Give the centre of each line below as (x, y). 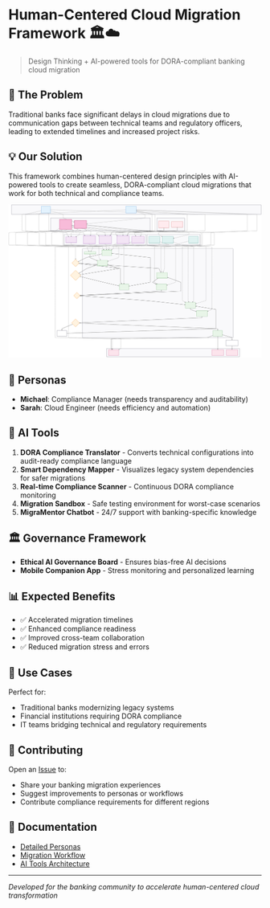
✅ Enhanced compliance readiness (78, 629)
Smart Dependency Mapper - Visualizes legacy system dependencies (137, 469)
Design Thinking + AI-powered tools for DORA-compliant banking (136, 61)
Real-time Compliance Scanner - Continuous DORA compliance (127, 486)
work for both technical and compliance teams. (86, 193)
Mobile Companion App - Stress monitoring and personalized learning (137, 570)
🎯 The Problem (46, 95)
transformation (33, 895)
